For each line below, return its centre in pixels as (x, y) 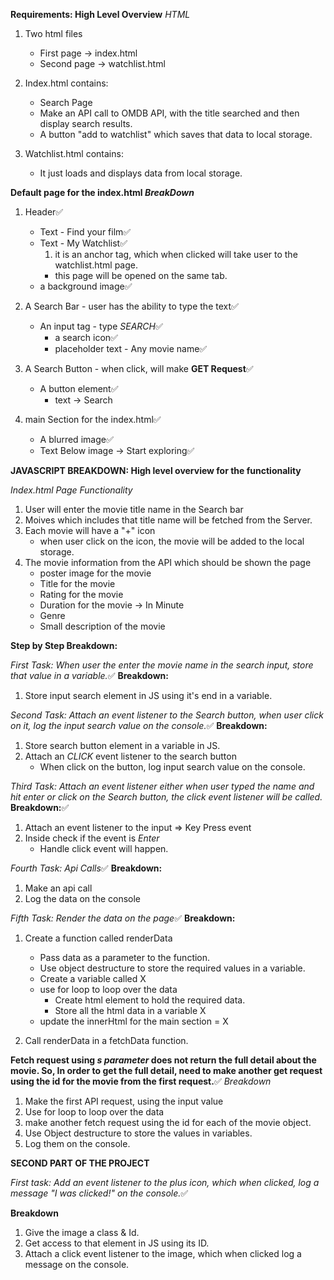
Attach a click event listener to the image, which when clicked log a (163, 1253)
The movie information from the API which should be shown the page (168, 562)
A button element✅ (79, 388)
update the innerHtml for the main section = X (134, 1021)
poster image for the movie (95, 573)
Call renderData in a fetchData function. (106, 1040)
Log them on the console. (77, 1143)
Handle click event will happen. (104, 848)
